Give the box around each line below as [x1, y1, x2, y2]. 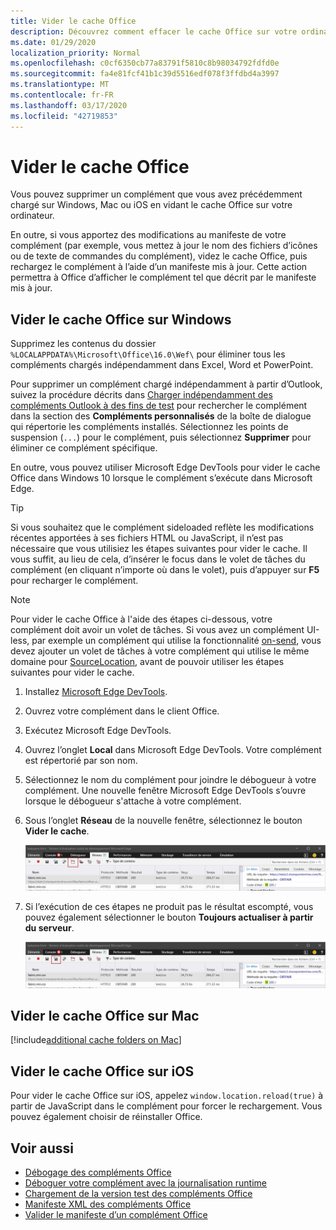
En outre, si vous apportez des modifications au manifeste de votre [10, 229, 287, 241]
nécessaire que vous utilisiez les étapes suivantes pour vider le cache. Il [10, 543, 308, 555]
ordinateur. [10, 210, 55, 222]
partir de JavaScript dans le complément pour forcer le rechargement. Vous [10, 1100, 323, 1112]
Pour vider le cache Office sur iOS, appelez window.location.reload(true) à [10, 1090, 324, 1102]
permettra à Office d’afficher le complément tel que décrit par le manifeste [10, 271, 317, 284]
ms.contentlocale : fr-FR [10, 90, 114, 100]
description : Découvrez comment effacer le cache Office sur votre [10, 26, 298, 37]
